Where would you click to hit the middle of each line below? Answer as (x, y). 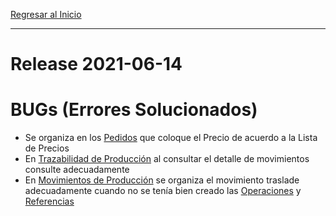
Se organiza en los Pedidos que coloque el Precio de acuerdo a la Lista (171, 138)
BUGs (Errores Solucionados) (134, 110)
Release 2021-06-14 (96, 64)
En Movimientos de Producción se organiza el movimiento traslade (162, 180)
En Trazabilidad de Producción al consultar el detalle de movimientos (167, 159)
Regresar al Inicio (46, 14)
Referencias (49, 201)
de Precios (47, 148)
